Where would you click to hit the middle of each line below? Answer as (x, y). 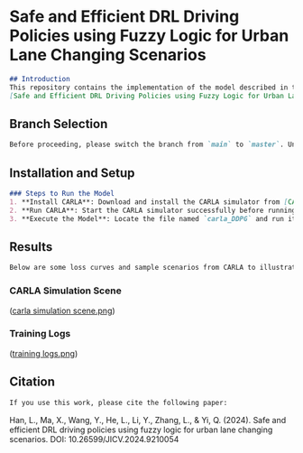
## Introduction (40, 79)
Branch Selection (59, 124)
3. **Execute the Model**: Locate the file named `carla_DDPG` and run (147, 218)
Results (31, 247)
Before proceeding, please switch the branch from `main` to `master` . (147, 145)
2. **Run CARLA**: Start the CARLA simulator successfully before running (153, 210)
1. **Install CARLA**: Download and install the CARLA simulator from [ (149, 202)
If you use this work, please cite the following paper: (119, 402)
